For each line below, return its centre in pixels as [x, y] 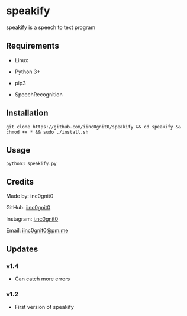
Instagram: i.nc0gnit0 [32, 219]
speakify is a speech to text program [51, 27]
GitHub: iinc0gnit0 [28, 208]
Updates [22, 249]
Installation [27, 113]
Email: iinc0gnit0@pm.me [37, 230]
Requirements [33, 46]
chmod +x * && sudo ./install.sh [47, 132]
